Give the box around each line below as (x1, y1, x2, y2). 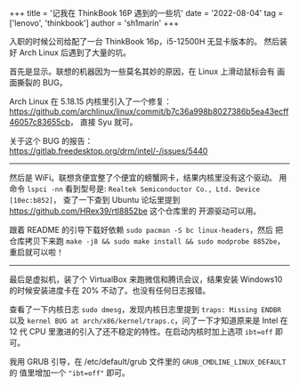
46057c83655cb (9, 117, 71, 127)
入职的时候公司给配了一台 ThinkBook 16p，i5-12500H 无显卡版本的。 (9, 36, 263, 46)
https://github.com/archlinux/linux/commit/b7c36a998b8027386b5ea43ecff (9, 106, 289, 117)
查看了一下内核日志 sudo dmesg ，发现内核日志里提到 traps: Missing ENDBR (9, 304, 282, 314)
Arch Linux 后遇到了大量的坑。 (19, 47, 132, 58)
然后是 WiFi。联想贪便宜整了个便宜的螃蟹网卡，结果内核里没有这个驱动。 (9, 173, 278, 182)
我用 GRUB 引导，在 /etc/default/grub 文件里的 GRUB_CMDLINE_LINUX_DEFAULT (9, 357, 287, 366)
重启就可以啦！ (9, 247, 64, 257)
